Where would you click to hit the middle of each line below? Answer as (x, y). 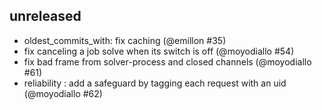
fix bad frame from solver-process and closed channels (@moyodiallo (167, 61)
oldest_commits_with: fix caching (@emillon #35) (125, 40)
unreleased (45, 16)
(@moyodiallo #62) (63, 93)
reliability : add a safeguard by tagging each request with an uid (155, 83)
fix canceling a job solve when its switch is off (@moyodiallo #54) (159, 51)
